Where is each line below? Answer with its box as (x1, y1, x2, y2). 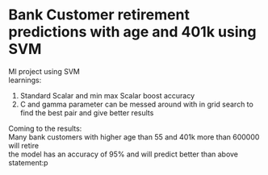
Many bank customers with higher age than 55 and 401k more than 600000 (8, 131, 260, 142)
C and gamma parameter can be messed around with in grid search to (19, 99, 254, 109)
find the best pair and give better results (19, 107, 154, 118)
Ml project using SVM (8, 66, 81, 76)
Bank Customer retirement (8, 6, 190, 24)
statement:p (8, 157, 48, 167)
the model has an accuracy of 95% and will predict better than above (8, 149, 239, 159)
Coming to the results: (8, 123, 82, 133)
